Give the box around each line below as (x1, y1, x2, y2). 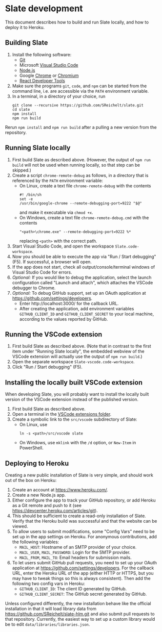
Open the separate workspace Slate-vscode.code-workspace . (12, 359, 135, 365)
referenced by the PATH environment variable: (12, 177, 103, 183)
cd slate (12, 107, 30, 112)
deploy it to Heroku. (5, 24, 45, 30)
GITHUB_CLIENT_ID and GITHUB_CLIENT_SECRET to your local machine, (19, 311, 154, 317)
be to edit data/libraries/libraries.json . (5, 621, 90, 627)
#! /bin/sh (19, 192, 42, 197)
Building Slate (5, 39, 48, 47)
